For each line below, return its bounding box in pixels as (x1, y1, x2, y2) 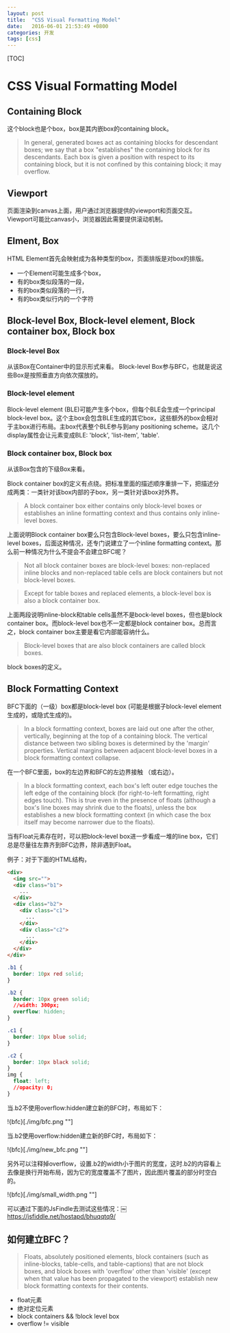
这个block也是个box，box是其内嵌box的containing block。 (7, 125, 172, 133)
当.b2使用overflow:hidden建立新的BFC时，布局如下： (7, 1131, 158, 1140)
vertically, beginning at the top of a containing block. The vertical (23, 732, 207, 740)
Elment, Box (7, 235, 60, 247)
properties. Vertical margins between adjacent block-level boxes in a (23, 746, 218, 754)
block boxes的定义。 (7, 663, 66, 671)
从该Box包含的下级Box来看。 (7, 465, 89, 473)
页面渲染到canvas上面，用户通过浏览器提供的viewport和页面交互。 (7, 206, 196, 215)
